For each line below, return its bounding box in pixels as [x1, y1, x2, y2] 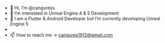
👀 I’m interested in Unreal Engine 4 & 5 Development [10, 10, 119, 16]
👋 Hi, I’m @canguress [10, 5, 55, 11]
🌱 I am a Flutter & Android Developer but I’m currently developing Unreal [10, 16, 160, 21]
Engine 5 [10, 21, 29, 27]
